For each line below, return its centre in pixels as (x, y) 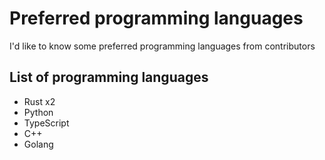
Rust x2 (39, 101)
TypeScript (46, 123)
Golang (38, 144)
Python (38, 112)
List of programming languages (109, 77)
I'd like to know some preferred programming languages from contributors (162, 46)
